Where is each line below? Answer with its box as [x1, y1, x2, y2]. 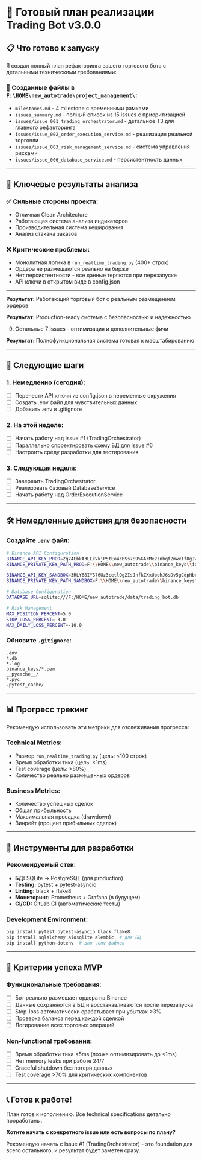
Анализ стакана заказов [14, 230, 78, 237]
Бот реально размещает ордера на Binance [14, 994, 127, 1001]
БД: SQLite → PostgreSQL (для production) [14, 874, 123, 881]
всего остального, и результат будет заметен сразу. [6, 1147, 141, 1154]
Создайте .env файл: [6, 536, 70, 545]
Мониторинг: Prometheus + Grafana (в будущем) [14, 893, 141, 901]
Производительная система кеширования [14, 223, 124, 231]
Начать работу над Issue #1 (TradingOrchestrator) [14, 434, 141, 442]
